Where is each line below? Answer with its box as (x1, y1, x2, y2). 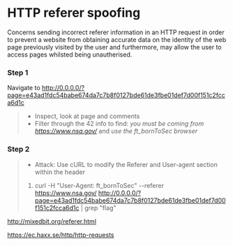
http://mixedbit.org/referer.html (7, 217, 96, 225)
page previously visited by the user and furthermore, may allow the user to (7, 43, 222, 51)
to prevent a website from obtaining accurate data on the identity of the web (7, 35, 227, 43)
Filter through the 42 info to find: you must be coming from (34, 120, 204, 128)
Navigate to (7, 84, 40, 92)
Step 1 (7, 68, 29, 78)
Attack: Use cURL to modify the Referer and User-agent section (34, 160, 218, 168)
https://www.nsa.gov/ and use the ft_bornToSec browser (34, 127, 198, 136)
